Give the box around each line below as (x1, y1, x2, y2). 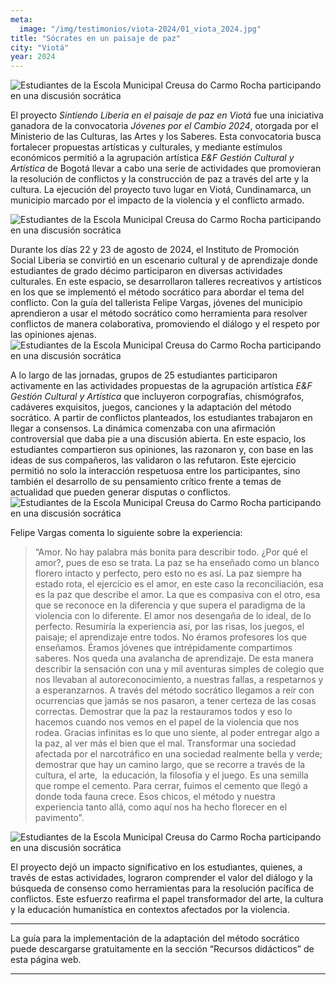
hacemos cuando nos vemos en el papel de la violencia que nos (34, 716, 300, 728)
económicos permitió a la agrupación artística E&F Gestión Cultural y (10, 152, 295, 164)
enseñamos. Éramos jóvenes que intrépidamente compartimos (34, 642, 293, 654)
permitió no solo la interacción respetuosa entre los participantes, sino (10, 465, 301, 477)
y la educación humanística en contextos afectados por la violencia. (10, 904, 290, 916)
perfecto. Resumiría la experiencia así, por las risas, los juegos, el (34, 621, 305, 633)
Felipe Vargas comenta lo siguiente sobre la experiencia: (10, 527, 243, 539)
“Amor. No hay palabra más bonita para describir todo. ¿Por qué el (34, 546, 308, 558)
